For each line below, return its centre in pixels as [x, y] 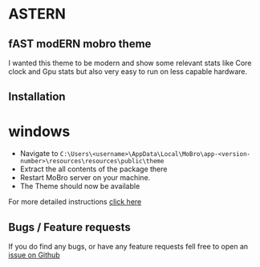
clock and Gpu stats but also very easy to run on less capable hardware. [128, 72]
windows [39, 131]
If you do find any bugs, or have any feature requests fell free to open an [128, 247]
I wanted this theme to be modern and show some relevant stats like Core [130, 63]
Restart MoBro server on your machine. [85, 178]
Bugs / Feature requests [69, 227]
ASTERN [37, 14]
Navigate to [39, 154]
